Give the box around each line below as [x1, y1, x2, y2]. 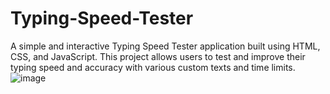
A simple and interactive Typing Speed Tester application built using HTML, [10, 40, 321, 52]
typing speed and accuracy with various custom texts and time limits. [10, 61, 296, 73]
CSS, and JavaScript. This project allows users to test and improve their [10, 50, 306, 62]
